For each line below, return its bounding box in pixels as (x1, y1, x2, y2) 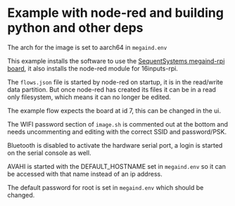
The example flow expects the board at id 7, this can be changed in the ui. (7, 106, 222, 115)
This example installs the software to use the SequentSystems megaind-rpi (7, 56, 225, 65)
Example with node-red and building (7, 5, 224, 21)
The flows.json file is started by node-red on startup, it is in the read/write (7, 77, 224, 86)
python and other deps (7, 20, 144, 36)
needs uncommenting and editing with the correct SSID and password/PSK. (7, 127, 227, 136)
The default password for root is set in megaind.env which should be (7, 183, 204, 191)
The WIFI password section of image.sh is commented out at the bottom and (7, 120, 229, 128)
